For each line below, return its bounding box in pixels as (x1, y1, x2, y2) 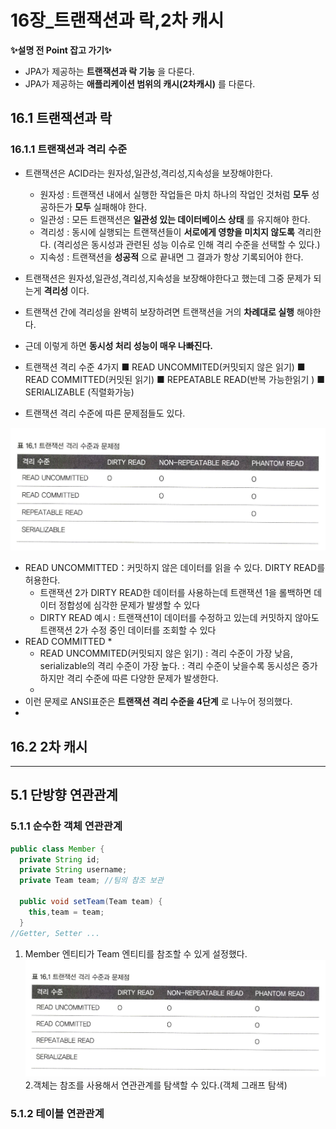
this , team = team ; (28, 907, 105, 917)
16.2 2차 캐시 (10, 738, 88, 755)
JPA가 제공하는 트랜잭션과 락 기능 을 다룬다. (24, 65, 195, 77)
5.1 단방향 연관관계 (10, 787, 118, 804)
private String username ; (19, 865, 128, 875)
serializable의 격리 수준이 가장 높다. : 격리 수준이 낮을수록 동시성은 (39, 660, 300, 672)
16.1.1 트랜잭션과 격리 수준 (10, 142, 128, 156)
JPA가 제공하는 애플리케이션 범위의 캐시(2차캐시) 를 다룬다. (24, 77, 256, 90)
